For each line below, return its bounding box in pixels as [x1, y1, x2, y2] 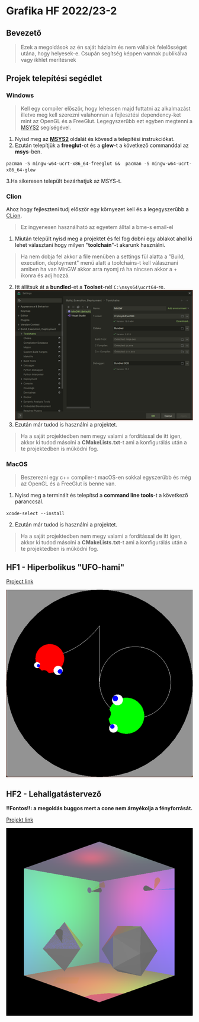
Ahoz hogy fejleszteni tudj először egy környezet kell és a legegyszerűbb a [6, 205, 189, 212]
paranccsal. [14, 498, 44, 505]
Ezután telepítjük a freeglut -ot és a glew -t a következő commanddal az [14, 142, 190, 149]
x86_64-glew [6, 167, 36, 173]
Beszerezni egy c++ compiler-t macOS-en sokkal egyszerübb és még [20, 474, 191, 481]
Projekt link [6, 816, 34, 823]
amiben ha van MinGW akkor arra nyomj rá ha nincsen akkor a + [20, 265, 178, 272]
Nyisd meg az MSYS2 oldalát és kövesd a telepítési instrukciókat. [14, 135, 175, 142]
